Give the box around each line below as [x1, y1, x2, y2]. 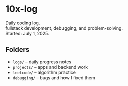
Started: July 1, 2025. [5, 30, 49, 36]
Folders [5, 45, 30, 54]
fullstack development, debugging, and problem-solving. [5, 25, 123, 31]
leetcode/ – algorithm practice [12, 69, 76, 75]
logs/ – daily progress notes [12, 59, 72, 65]
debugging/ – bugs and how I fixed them [12, 74, 96, 81]
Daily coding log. [5, 20, 40, 26]
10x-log [5, 3, 38, 15]
